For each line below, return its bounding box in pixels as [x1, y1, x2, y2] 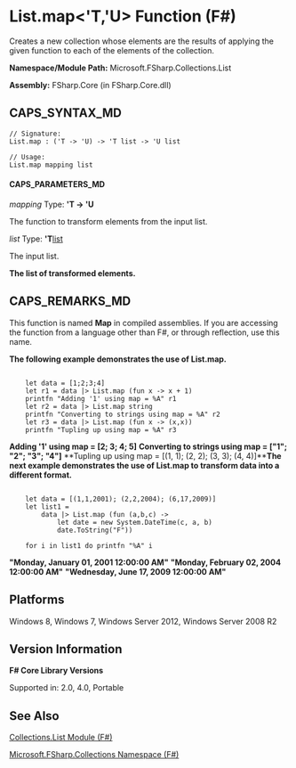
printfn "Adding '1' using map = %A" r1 [25, 394, 177, 403]
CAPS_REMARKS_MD [9, 294, 132, 309]
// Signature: [9, 129, 62, 138]
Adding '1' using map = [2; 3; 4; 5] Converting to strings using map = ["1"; [9, 441, 287, 452]
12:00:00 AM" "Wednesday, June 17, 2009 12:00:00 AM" [9, 566, 227, 576]
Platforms [9, 592, 65, 608]
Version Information [9, 641, 123, 657]
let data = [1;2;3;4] [25, 379, 105, 388]
